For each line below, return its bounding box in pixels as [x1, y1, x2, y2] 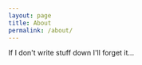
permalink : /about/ [8, 26, 73, 34]
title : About [8, 19, 52, 27]
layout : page [8, 11, 52, 20]
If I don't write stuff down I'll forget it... [8, 48, 134, 58]
